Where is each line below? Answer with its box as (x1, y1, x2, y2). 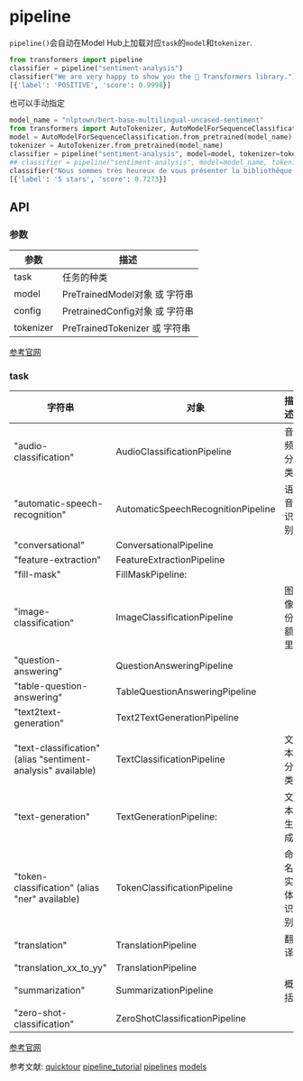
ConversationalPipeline (115, 539, 214, 552)
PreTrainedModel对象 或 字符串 (61, 289, 194, 301)
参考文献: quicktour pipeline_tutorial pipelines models (9, 1061, 207, 1072)
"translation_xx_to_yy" (14, 962, 107, 975)
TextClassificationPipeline (115, 753, 225, 765)
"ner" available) (14, 893, 80, 905)
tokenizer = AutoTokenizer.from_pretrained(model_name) (9, 142, 224, 151)
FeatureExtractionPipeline (115, 554, 225, 566)
